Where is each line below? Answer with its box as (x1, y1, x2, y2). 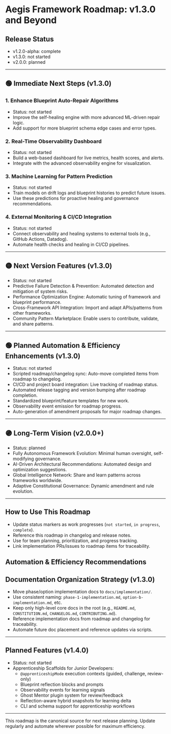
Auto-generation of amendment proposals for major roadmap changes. (12, 409, 162, 415)
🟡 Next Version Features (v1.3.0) (5, 261, 112, 270)
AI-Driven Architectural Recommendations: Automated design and (12, 461, 152, 467)
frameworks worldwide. (12, 477, 63, 484)
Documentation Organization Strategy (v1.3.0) (5, 575, 155, 584)
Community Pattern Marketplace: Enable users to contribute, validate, (12, 315, 159, 322)
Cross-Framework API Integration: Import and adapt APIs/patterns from (12, 305, 163, 311)
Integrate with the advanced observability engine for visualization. (12, 160, 152, 166)
